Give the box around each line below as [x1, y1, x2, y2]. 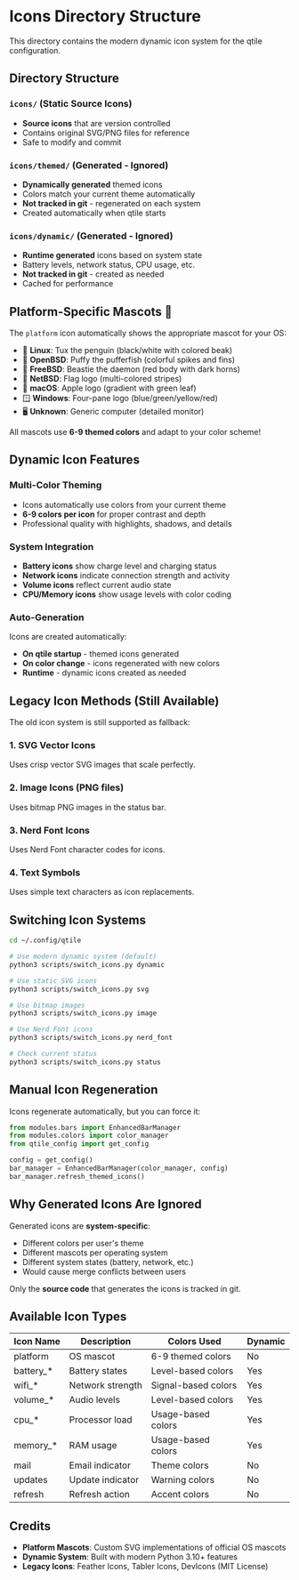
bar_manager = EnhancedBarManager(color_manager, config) [9, 1164, 229, 1173]
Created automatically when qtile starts [21, 207, 166, 218]
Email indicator [69, 1459, 132, 1471]
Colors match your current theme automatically [21, 189, 196, 199]
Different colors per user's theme [21, 1237, 144, 1248]
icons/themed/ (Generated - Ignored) [9, 158, 169, 171]
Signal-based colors [150, 1379, 238, 1391]
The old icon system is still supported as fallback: [9, 717, 190, 728]
